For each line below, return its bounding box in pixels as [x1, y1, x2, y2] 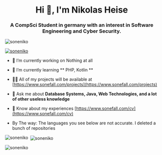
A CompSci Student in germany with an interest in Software [10, 22, 154, 29]
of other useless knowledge [12, 96, 70, 102]
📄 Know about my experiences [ [12, 105, 76, 111]
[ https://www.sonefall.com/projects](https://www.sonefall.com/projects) [12, 82, 157, 87]
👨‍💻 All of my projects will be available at [12, 76, 92, 82]
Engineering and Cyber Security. [42, 28, 122, 34]
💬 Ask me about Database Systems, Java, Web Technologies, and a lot [12, 91, 157, 97]
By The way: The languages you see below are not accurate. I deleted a [12, 120, 156, 126]
